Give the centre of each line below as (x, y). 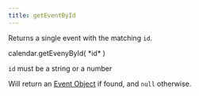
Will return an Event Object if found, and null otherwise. (100, 83)
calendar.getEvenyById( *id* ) (57, 53)
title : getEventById (42, 15)
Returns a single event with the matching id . (80, 38)
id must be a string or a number (60, 68)
